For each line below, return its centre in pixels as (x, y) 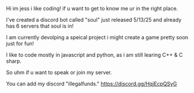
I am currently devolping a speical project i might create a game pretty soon (97, 37)
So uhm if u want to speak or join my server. (59, 72)
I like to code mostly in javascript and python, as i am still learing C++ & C (94, 55)
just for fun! (20, 44)
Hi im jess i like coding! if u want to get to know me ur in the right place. (92, 8)
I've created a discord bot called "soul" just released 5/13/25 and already (94, 20)
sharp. (14, 61)
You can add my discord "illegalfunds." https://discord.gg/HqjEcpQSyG (91, 84)
